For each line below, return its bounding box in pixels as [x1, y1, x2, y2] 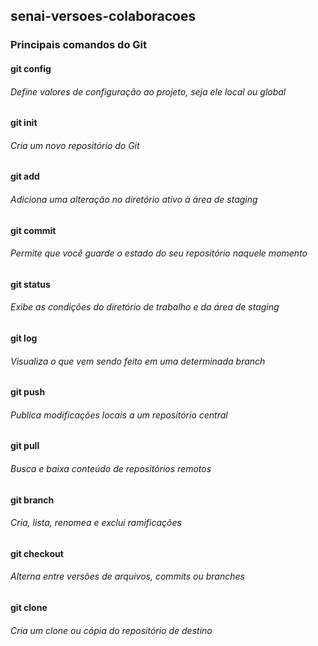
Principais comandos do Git [10, 38, 148, 52]
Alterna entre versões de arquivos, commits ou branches [10, 570, 245, 583]
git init [10, 117, 38, 129]
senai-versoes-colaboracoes [10, 8, 197, 25]
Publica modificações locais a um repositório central [10, 409, 228, 421]
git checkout [10, 547, 64, 559]
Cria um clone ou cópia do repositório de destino [10, 624, 213, 636]
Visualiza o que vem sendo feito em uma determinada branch [10, 355, 266, 367]
